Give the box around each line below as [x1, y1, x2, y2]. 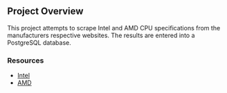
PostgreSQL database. [7, 38, 71, 47]
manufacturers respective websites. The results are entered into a [7, 31, 195, 39]
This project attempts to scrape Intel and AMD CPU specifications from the [7, 23, 221, 32]
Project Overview [7, 6, 84, 17]
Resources [7, 55, 44, 65]
